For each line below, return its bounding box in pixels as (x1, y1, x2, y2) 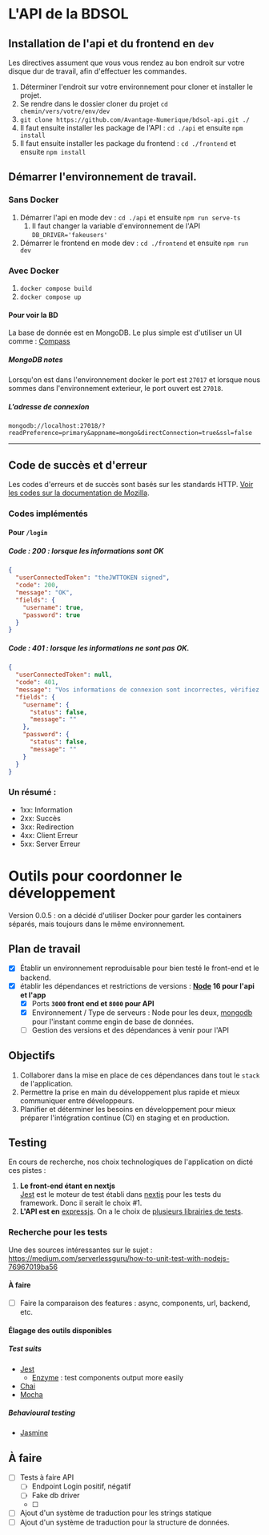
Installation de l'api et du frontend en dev (8, 37, 215, 50)
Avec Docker (8, 265, 59, 276)
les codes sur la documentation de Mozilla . (8, 488, 150, 498)
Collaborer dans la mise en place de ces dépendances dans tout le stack (19, 1070, 260, 1080)
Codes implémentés (8, 508, 88, 519)
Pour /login (8, 528, 48, 538)
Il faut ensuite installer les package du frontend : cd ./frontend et (19, 139, 236, 148)
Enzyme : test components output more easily (31, 1372, 184, 1382)
